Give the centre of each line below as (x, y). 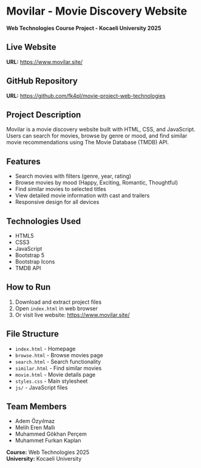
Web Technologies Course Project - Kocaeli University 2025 (84, 28)
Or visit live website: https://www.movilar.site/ (72, 315)
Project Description (44, 115)
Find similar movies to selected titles (60, 189)
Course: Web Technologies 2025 (48, 452)
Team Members (36, 407)
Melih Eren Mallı (35, 428)
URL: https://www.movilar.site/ (45, 61)
